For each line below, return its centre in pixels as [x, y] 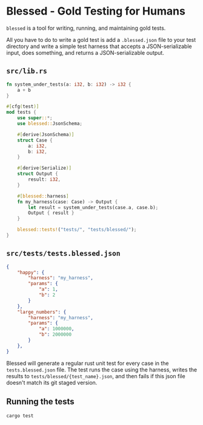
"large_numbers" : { [42, 312]
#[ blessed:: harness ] [43, 196]
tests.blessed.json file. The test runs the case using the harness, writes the [102, 370]
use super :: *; [35, 118]
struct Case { [35, 140]
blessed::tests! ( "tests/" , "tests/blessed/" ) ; [77, 230]
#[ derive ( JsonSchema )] [46, 134]
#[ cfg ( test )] [23, 107]
